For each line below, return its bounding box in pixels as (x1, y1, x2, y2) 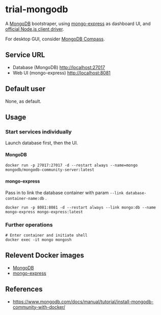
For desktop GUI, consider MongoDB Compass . (5, 36, 105, 42)
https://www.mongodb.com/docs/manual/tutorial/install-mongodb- (12, 298, 154, 305)
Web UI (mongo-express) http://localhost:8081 (12, 70, 111, 76)
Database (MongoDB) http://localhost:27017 (12, 64, 105, 70)
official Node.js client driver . (5, 26, 64, 32)
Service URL (5, 51, 45, 59)
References (5, 285, 43, 294)
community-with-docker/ (12, 304, 65, 310)
